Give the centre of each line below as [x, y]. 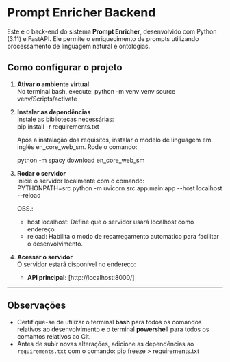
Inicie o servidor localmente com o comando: [81, 181]
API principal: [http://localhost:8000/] [81, 277]
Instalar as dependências [54, 112]
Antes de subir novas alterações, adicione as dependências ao [105, 344]
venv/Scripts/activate [47, 99]
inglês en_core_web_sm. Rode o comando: [77, 147]
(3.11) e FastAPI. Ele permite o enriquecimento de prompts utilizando [103, 38]
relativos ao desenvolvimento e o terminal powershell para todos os [113, 329]
